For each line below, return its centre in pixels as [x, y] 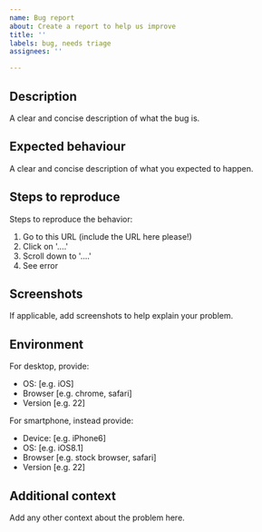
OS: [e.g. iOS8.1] [53, 448]
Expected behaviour [68, 147]
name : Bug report [42, 18]
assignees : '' [36, 52]
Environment [47, 345]
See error [40, 265]
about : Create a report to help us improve [93, 26]
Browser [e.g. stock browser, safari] [89, 458]
